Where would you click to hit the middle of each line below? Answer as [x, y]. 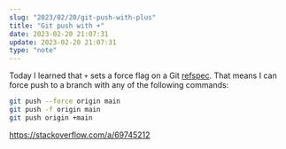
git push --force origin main [65, 102]
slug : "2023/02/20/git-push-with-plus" [83, 17]
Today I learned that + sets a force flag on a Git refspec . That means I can [143, 75]
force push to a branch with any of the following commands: [119, 85]
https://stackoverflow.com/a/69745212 [80, 135]
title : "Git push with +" [57, 26]
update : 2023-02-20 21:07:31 [63, 42]
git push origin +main [51, 118]
